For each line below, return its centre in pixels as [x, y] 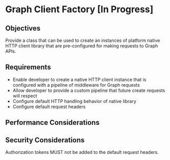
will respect [25, 96]
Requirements [28, 67]
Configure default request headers [49, 106]
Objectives [23, 28]
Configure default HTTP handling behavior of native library [74, 101]
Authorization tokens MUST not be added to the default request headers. [82, 152]
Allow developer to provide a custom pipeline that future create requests [89, 90]
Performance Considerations [52, 123]
